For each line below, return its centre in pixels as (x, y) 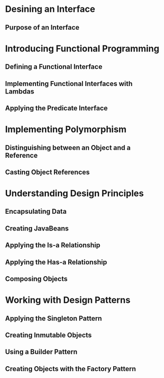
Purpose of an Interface (42, 27)
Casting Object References (47, 172)
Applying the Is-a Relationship (53, 245)
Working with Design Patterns (68, 300)
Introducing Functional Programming (82, 48)
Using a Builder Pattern (41, 352)
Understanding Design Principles (75, 193)
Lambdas (20, 91)
